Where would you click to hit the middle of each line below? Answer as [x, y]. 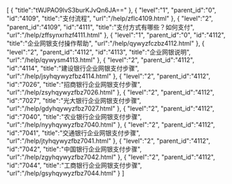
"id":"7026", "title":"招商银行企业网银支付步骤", [74, 84]
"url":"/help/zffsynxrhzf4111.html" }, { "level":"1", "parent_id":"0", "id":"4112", [116, 35]
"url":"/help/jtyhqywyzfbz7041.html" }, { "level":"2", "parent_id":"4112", [109, 141]
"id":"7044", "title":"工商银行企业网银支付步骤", [74, 165]
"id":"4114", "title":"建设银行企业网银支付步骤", [73, 68]
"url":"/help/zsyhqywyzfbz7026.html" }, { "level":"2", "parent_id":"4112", [110, 92]
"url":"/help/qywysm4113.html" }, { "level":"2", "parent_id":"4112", [101, 60]
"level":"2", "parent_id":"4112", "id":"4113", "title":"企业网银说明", [98, 52]
